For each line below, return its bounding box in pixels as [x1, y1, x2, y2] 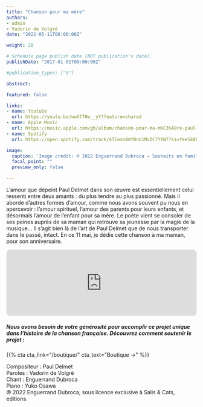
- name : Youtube [6, 108, 47, 114]
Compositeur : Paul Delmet [6, 363, 73, 370]
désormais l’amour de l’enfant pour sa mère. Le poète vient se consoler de [6, 212, 192, 219]
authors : [6, 15, 28, 21]
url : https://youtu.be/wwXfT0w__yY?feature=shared [11, 114, 142, 120]
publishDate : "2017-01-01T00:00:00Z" [6, 59, 101, 65]
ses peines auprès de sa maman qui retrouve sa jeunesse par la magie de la [6, 219, 195, 225]
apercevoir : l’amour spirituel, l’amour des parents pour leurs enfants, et [6, 205, 184, 213]
